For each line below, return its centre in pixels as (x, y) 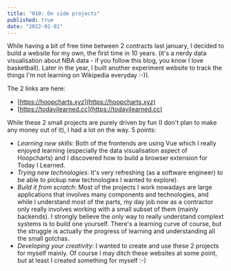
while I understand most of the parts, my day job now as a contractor (115, 202)
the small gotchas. (43, 239)
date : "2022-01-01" (35, 26)
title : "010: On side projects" (53, 13)
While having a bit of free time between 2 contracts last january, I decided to (115, 46)
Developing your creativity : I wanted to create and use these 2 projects (118, 246)
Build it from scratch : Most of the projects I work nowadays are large (114, 188)
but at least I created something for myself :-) (82, 261)
